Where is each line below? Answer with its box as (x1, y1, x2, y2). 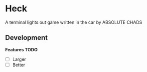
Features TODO (5, 46, 38, 52)
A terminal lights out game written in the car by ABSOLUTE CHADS (5, 19, 143, 25)
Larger (12, 56, 26, 62)
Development (5, 34, 48, 42)
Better (12, 62, 25, 68)
